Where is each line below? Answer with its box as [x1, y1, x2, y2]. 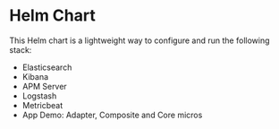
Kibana [21, 71, 49, 82]
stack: [9, 44, 32, 55]
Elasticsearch [21, 62, 72, 73]
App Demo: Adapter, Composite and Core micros [21, 109, 203, 120]
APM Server [21, 81, 67, 91]
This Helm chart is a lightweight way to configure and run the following [9, 35, 270, 46]
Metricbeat [21, 99, 63, 110]
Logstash [21, 90, 57, 101]
